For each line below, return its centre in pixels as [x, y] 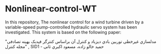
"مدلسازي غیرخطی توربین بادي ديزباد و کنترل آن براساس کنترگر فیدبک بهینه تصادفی [81, 41]
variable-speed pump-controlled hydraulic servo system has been [71, 27]
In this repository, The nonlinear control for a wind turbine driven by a [74, 22]
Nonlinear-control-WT [51, 9]
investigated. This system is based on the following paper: [63, 32]
